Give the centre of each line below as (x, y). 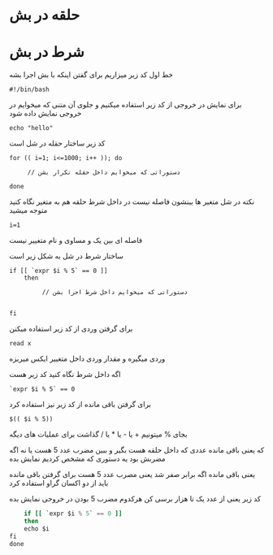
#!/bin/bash (29, 90)
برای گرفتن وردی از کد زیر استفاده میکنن (71, 329)
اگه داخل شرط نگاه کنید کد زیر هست (65, 375)
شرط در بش (47, 52)
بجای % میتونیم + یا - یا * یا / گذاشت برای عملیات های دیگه (98, 434)
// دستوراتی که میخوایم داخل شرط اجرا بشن (115, 293)
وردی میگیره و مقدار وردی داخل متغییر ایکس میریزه (87, 358)
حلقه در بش (45, 15)
